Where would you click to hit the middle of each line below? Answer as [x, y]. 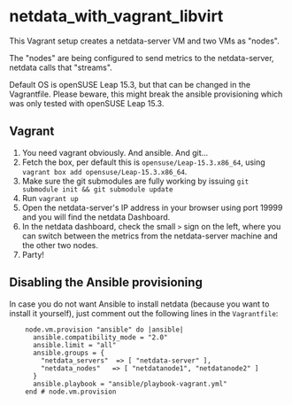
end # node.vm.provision [71, 392]
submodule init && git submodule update [97, 189]
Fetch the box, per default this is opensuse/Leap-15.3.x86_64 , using [143, 162]
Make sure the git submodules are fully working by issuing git [135, 181]
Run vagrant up [50, 198]
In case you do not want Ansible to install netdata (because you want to [139, 304]
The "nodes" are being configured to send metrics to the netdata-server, [142, 58]
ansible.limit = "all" [74, 345]
